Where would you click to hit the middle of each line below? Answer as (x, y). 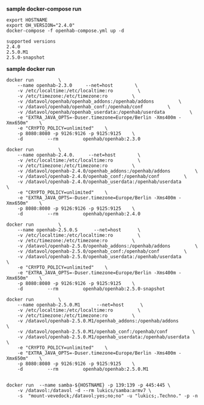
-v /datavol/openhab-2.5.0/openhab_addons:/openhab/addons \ (108, 246)
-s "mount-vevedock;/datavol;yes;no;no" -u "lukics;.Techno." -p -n (108, 396)
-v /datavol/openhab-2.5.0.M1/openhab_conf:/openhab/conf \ (106, 332)
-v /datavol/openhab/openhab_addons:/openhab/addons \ (100, 102)
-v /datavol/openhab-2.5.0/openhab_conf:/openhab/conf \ (102, 251)
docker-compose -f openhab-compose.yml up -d (65, 31)
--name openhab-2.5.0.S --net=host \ (79, 230)
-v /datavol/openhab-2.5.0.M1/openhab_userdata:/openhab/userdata (104, 337)
